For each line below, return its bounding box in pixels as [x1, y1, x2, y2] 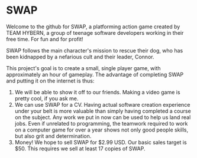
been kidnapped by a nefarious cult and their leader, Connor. [6, 53, 154, 60]
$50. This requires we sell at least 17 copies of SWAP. [14, 145, 146, 152]
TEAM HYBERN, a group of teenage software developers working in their [6, 29, 184, 36]
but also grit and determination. [14, 132, 92, 139]
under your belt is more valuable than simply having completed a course [14, 107, 191, 114]
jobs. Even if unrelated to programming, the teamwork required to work [14, 120, 188, 127]
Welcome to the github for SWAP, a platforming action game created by [6, 23, 180, 30]
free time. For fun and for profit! [6, 35, 84, 42]
